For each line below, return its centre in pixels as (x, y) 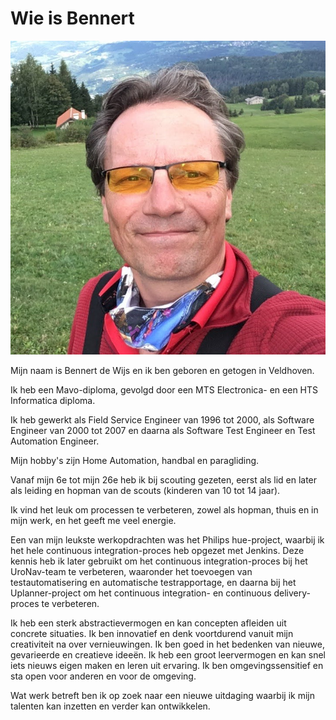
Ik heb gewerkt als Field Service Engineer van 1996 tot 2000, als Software (162, 419)
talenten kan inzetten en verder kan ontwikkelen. (110, 706)
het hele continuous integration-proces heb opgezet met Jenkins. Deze (157, 550)
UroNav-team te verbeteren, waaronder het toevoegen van (131, 571)
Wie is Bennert (72, 18)
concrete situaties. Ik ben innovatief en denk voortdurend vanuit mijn (152, 633)
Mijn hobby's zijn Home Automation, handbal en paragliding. (135, 460)
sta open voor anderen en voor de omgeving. (103, 676)
